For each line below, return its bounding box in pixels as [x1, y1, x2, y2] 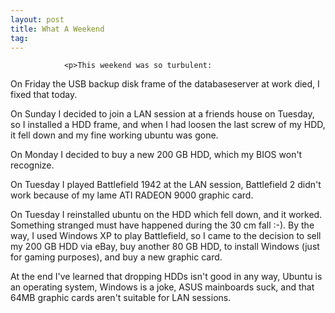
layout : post [10, 14, 65, 25]
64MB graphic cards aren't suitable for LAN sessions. [10, 292, 232, 304]
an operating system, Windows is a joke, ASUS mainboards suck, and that [10, 281, 315, 293]
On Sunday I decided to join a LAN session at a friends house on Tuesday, [10, 108, 315, 120]
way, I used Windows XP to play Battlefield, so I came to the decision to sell [10, 230, 322, 242]
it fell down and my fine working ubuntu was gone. [10, 129, 219, 141]
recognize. [10, 159, 55, 171]
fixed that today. [10, 89, 78, 101]
